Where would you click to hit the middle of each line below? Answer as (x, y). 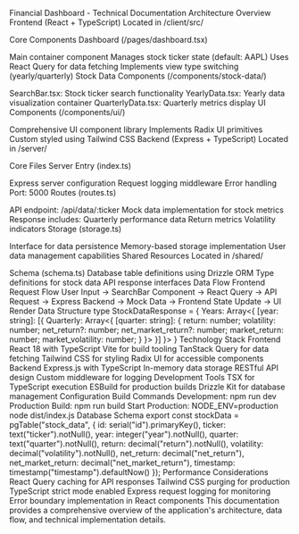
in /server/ (28, 148)
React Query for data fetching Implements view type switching (124, 67)
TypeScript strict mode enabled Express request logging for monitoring (140, 491)
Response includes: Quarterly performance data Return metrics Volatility (143, 219)
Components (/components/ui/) (67, 112)
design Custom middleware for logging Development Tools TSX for (132, 377)
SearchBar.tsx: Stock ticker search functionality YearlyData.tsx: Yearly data (147, 93)
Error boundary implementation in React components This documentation (144, 501)
